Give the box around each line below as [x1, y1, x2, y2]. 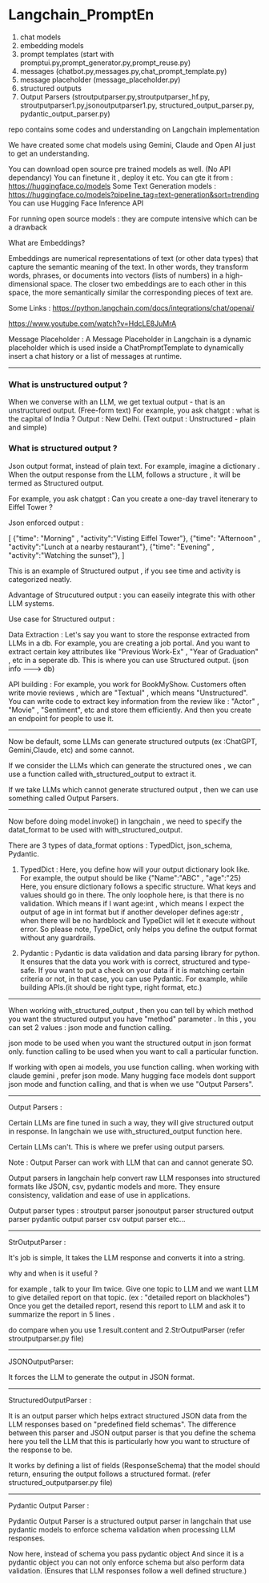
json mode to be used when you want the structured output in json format [8, 1038, 251, 1048]
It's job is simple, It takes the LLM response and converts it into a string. [8, 1252, 246, 1262]
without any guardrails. [19, 933, 96, 942]
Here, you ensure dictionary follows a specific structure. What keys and [19, 881, 256, 891]
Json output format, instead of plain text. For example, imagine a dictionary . [8, 461, 260, 470]
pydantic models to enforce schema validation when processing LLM [8, 1524, 236, 1534]
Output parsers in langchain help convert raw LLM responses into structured [8, 1173, 261, 1182]
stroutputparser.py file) [8, 1333, 84, 1343]
